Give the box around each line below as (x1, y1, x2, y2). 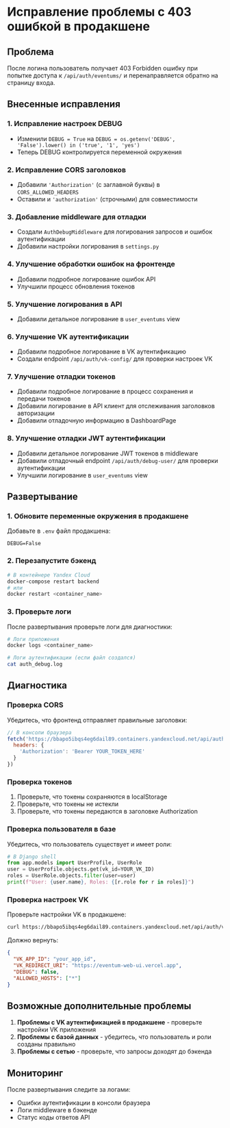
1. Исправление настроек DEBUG (7, 119, 123, 129)
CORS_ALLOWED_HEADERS (16, 189, 79, 196)
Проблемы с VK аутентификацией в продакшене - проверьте (16, 1018, 203, 1027)
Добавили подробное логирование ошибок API (16, 275, 156, 283)
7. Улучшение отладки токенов (7, 372, 116, 381)
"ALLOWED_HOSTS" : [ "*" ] (13, 975, 81, 981)
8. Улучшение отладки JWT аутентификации (7, 434, 166, 443)
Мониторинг (7, 1067, 64, 1079)
